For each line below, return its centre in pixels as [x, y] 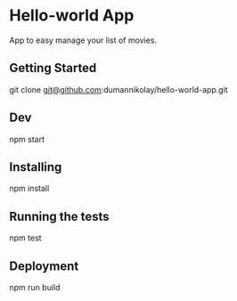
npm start [27, 139]
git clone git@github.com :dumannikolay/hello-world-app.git [119, 89]
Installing [36, 167]
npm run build [35, 287]
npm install [29, 189]
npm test [25, 238]
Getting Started [53, 68]
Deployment [44, 266]
